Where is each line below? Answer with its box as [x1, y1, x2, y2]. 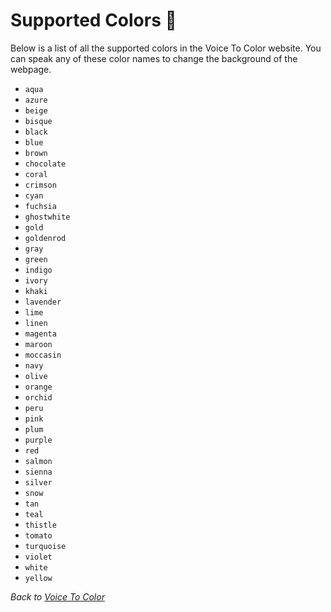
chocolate [24, 159, 67, 169]
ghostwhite [24, 212, 71, 222]
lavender [24, 297, 62, 307]
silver [24, 477, 53, 488]
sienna [24, 467, 53, 477]
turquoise [24, 541, 67, 551]
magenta [24, 329, 57, 339]
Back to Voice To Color [10, 590, 105, 603]
